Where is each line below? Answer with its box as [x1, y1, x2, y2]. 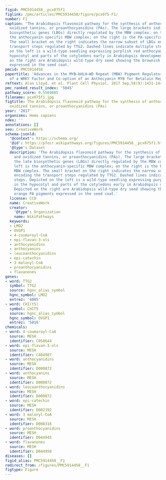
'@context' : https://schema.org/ [9, 136, 79, 141]
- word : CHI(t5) [5, 301, 39, 307]
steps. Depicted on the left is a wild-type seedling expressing [14, 178, 152, 183]
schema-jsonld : [5, 132, 37, 137]
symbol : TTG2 [9, 283, 37, 288]
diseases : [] [5, 453, 32, 458]
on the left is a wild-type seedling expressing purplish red [9, 48, 140, 53]
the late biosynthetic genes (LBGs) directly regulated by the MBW [14, 159, 156, 164]
